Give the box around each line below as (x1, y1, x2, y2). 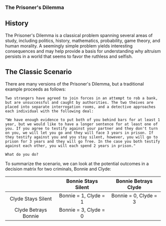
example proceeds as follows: (5, 86, 66, 92)
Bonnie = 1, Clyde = (59, 192, 105, 199)
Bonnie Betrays (116, 178, 153, 184)
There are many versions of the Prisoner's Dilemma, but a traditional (5, 81, 144, 87)
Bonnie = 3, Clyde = (59, 206, 105, 213)
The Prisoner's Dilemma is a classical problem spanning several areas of (5, 32, 153, 38)
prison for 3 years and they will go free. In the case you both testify (5, 139, 161, 144)
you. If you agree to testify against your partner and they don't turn (5, 126, 158, 131)
